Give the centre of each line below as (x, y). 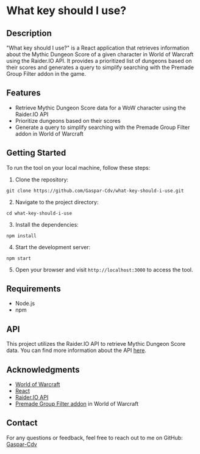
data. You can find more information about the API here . (76, 350)
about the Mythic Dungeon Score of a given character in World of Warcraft (100, 54)
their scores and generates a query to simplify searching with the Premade (100, 67)
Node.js (25, 304)
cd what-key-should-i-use (39, 213)
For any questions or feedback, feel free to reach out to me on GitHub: (95, 438)
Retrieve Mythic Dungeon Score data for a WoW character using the (100, 108)
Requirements (34, 289)
